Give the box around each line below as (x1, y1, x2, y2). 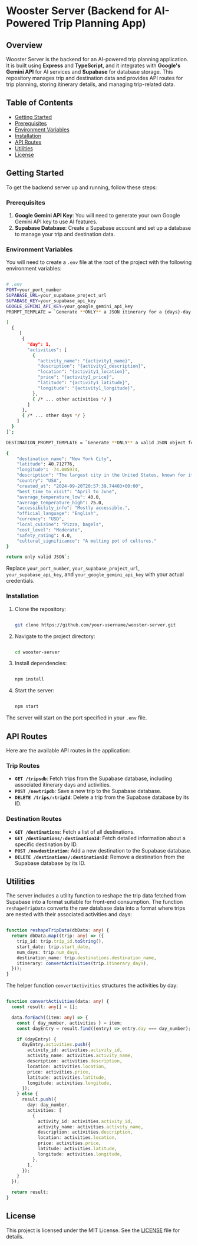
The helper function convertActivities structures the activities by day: (6, 982, 178, 989)
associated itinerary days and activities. (14, 781, 111, 788)
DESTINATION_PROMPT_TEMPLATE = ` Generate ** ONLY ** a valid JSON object (6, 440, 186, 445)
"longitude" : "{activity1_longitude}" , (37, 385, 136, 391)
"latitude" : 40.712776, (16, 461, 75, 467)
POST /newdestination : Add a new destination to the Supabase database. (14, 847, 192, 854)
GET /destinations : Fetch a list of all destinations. (14, 828, 135, 835)
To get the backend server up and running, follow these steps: (6, 184, 157, 191)
